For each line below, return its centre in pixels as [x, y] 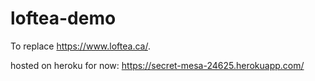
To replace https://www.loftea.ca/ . [80, 46]
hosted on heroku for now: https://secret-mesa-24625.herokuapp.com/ [157, 65]
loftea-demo [63, 18]
